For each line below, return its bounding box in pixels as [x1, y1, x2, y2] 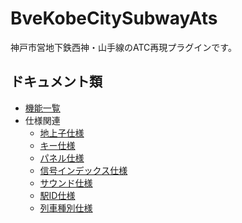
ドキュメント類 [10, 73, 103, 91]
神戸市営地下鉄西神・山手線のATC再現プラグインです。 [10, 41, 237, 53]
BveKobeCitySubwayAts [10, 7, 218, 30]
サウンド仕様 [39, 177, 93, 189]
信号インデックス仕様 [39, 164, 128, 176]
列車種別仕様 [39, 202, 93, 214]
